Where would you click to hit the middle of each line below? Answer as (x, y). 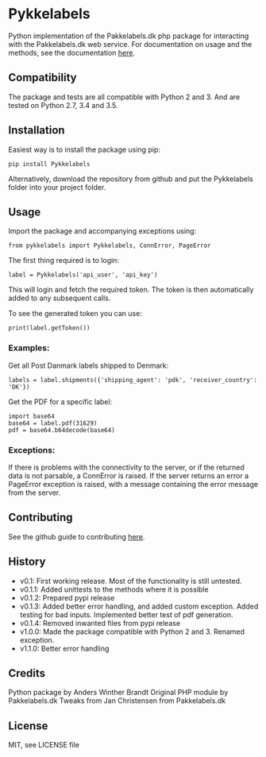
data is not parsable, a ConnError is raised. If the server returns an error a (129, 475)
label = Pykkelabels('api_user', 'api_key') (83, 275)
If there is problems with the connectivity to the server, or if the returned (126, 467)
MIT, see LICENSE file (44, 745)
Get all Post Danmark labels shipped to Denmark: (89, 365)
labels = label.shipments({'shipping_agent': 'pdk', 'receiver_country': (133, 380)
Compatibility (42, 77)
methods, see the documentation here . (71, 52)
